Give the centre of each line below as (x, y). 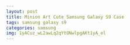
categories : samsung (31, 28)
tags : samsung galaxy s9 (36, 22)
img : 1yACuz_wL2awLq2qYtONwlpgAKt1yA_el (56, 33)
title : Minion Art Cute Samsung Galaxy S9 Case (65, 17)
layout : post (22, 11)
